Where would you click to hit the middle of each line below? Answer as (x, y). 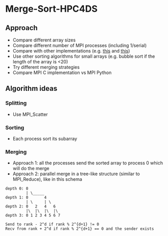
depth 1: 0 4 (26, 198)
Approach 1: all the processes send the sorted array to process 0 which (88, 163)
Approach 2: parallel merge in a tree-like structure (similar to (76, 174)
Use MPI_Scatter (30, 114)
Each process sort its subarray (45, 138)
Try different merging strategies (46, 67)
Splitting (16, 103)
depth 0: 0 (17, 189)
